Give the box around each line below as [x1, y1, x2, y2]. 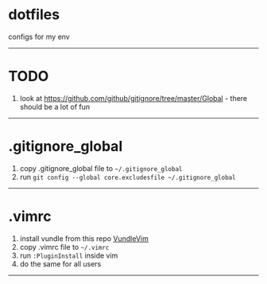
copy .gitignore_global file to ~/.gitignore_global [19, 163, 183, 173]
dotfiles [8, 6, 60, 24]
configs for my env [8, 32, 70, 41]
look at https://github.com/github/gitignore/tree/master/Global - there [19, 93, 248, 103]
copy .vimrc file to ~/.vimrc [19, 242, 110, 251]
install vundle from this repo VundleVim [19, 233, 149, 243]
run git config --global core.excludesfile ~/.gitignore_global [19, 172, 236, 181]
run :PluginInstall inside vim [19, 251, 118, 260]
